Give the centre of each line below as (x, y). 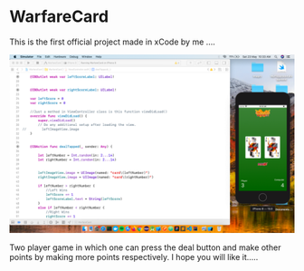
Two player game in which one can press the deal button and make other (145, 247)
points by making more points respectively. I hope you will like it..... (134, 256)
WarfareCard (59, 17)
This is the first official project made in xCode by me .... (112, 42)
